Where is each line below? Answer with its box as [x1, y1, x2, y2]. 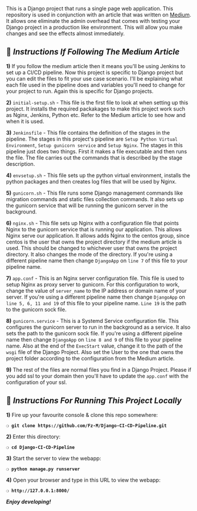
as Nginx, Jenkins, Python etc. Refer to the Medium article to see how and [6, 111, 186, 118]
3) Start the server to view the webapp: [6, 455, 102, 462]
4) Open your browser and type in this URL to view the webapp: [6, 476, 161, 483]
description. [6, 160, 35, 167]
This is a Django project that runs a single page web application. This [6, 5, 173, 12]
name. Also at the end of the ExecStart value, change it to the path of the [6, 342, 183, 349]
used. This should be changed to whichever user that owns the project [6, 244, 178, 252]
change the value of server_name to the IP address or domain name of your [6, 287, 187, 294]
